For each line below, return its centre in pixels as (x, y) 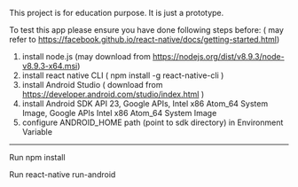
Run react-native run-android (63, 175)
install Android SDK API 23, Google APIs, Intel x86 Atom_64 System (145, 104)
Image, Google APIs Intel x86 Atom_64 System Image (119, 113)
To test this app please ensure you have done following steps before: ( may (146, 30)
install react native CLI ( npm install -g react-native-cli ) (123, 75)
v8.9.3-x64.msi (50, 66)
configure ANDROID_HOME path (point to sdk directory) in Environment (153, 122)
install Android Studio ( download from (92, 85)
